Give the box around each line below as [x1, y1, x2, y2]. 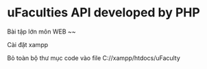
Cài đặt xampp [7, 40, 49, 49]
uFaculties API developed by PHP [7, 5, 200, 20]
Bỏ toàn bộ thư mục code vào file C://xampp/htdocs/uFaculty [7, 53, 180, 62]
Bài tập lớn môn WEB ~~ [7, 27, 77, 36]
